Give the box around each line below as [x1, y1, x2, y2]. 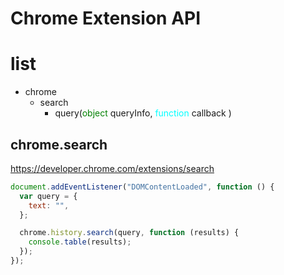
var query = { [19, 191, 78, 201]
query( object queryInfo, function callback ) [54, 107, 232, 119]
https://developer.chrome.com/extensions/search [10, 162, 215, 174]
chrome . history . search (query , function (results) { [19, 228, 240, 238]
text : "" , [28, 200, 70, 211]
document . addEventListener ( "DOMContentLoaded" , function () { [10, 182, 275, 192]
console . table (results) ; [28, 237, 132, 247]
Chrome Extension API [10, 7, 202, 30]
